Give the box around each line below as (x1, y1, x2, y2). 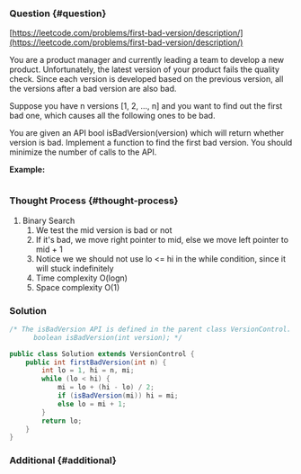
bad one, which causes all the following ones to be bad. (9, 111, 216, 121)
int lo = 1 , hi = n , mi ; (41, 366, 135, 375)
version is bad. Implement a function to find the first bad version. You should (9, 138, 293, 148)
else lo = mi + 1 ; (57, 399, 127, 408)
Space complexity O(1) (35, 282, 120, 292)
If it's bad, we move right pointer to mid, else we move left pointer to (35, 234, 289, 245)
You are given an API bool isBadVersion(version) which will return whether (9, 128, 285, 139)
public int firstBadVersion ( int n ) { (25, 358, 167, 367)
